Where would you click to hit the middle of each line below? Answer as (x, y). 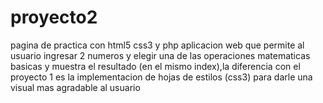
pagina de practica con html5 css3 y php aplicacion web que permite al (157, 45)
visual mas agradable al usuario (75, 87)
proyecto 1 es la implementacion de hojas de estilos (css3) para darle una (161, 77)
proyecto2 (54, 17)
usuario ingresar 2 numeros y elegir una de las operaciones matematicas (160, 55)
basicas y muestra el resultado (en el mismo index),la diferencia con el (155, 66)
